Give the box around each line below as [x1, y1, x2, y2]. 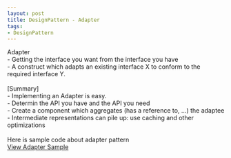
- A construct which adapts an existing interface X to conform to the [7, 63, 201, 71]
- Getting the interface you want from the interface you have [7, 56, 179, 64]
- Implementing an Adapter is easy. [7, 92, 107, 100]
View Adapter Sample [7, 143, 69, 151]
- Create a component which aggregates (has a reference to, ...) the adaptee [7, 106, 225, 115]
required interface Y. [7, 70, 66, 78]
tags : [7, 23, 23, 30]
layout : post [7, 10, 45, 17]
